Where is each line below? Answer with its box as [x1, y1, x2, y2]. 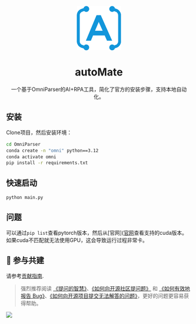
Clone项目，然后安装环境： [6, 129, 72, 136]
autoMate [75, 66, 123, 79]
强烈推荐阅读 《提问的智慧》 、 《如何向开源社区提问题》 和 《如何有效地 [20, 284, 190, 292]
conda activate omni [6, 153, 57, 160]
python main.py [6, 195, 44, 201]
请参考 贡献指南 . [6, 272, 44, 279]
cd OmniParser [6, 141, 41, 147]
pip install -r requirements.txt [6, 160, 88, 166]
